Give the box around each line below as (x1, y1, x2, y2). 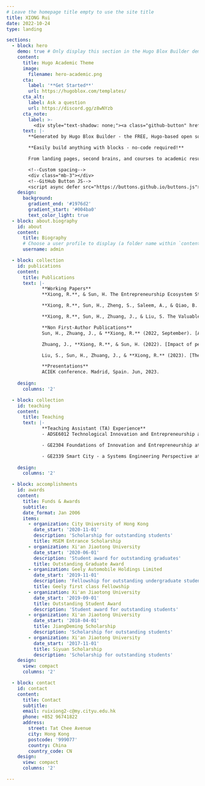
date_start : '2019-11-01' (33, 572, 99, 578)
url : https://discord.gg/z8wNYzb (28, 105, 113, 111)
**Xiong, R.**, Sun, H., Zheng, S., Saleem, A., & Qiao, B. (41, 303, 198, 309)
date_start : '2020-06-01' (33, 549, 99, 556)
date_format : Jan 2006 (22, 510, 81, 516)
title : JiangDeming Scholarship (33, 623, 116, 630)
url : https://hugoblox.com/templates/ (28, 88, 127, 95)
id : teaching (17, 403, 51, 409)
